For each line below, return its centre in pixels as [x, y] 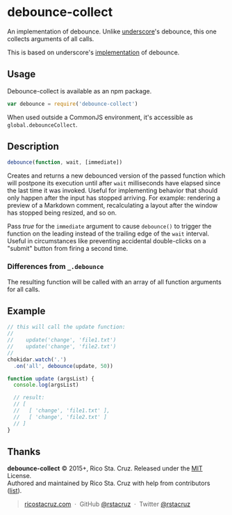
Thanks [24, 451]
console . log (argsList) [46, 385]
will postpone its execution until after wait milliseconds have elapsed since [114, 183]
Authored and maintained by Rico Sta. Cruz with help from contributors [109, 483]
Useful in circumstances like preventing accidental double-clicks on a [107, 241]
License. [19, 476]
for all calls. [24, 289]
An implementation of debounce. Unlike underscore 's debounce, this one [112, 31]
